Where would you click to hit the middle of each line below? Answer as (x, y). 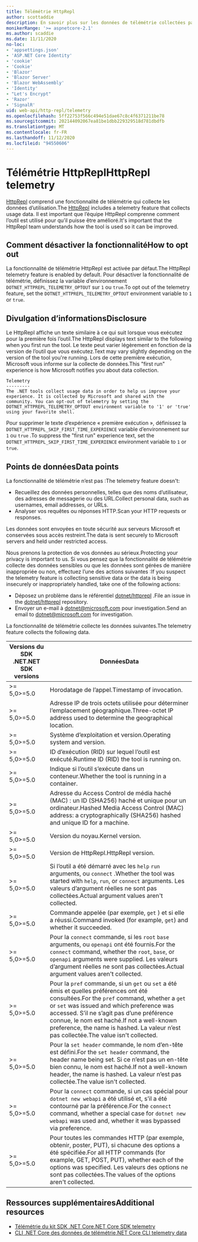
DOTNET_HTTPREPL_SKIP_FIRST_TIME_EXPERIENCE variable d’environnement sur (98, 429)
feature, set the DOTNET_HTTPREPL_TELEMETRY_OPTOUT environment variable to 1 (99, 293)
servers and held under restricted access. (57, 541)
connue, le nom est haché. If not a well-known (113, 1020)
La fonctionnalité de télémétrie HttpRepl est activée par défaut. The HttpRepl (98, 269)
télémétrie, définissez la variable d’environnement (67, 281)
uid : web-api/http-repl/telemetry (49, 110)
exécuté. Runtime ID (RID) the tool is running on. (115, 759)
